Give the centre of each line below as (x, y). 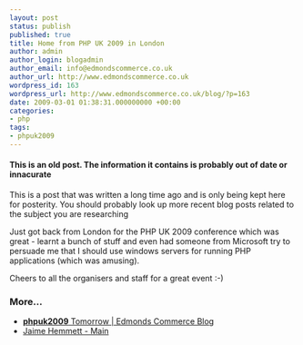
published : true (40, 34)
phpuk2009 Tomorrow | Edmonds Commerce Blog (118, 321)
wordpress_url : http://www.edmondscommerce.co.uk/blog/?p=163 (130, 94)
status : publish (40, 26)
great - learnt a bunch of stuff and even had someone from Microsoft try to (150, 241)
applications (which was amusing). (75, 261)
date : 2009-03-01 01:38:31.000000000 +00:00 (95, 102)
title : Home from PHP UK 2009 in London (87, 43)
